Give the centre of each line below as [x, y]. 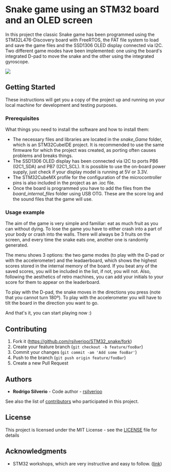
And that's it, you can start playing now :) [48, 313]
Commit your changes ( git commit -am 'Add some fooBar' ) [75, 352]
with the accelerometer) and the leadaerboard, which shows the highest [81, 261]
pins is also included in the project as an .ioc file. [64, 183]
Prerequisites [22, 118]
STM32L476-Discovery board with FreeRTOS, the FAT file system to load [82, 40]
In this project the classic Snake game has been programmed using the [80, 34]
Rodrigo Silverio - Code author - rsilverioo [57, 391]
